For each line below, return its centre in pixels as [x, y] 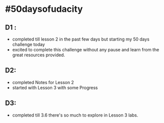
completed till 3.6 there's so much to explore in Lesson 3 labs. [75, 115]
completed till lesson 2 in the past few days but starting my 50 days [81, 39]
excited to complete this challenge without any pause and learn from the [85, 50]
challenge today [29, 44]
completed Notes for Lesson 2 [43, 82]
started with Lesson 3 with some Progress [55, 87]
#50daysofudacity [44, 9]
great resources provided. [39, 55]
